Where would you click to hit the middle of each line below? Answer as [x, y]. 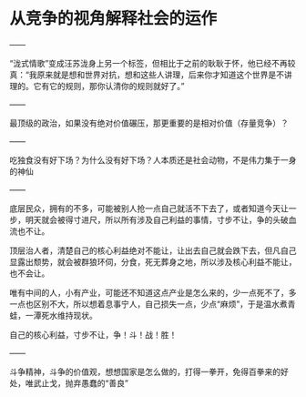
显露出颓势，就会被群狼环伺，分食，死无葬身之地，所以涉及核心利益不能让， [153, 261]
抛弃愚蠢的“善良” [97, 382]
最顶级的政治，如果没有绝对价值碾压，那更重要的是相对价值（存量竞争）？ [149, 123]
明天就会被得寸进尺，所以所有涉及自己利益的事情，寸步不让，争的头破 [157, 219]
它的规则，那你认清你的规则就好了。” [117, 86]
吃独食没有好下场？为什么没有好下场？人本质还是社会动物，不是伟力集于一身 [153, 159]
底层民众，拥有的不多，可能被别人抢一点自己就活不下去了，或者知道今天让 [149, 208]
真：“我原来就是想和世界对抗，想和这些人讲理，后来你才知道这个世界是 [143, 75]
